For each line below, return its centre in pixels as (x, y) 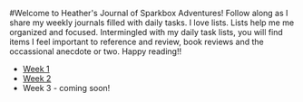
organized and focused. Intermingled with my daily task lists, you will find (146, 32)
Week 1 (36, 69)
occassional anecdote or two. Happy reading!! (96, 51)
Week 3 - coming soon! (66, 88)
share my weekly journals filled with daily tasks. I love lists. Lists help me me (152, 23)
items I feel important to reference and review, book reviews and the (137, 42)
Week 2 (37, 79)
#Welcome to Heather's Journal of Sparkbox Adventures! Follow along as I (149, 13)
